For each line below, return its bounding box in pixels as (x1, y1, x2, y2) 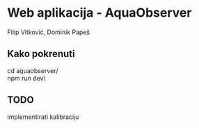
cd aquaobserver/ (7, 66, 58, 74)
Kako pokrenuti (7, 48, 75, 60)
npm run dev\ (7, 74, 47, 82)
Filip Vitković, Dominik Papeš (7, 28, 90, 36)
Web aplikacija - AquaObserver (7, 5, 192, 21)
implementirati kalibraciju (7, 113, 79, 121)
